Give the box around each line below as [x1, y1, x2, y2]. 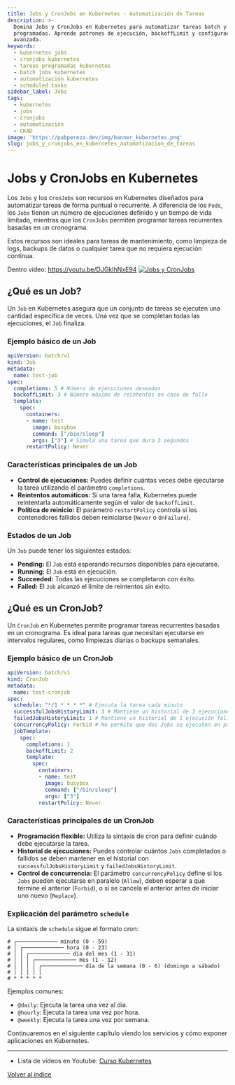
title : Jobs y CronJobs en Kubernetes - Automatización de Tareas [7, 10, 205, 17]
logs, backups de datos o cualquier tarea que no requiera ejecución [7, 244, 202, 253]
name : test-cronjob [13, 688, 71, 696]
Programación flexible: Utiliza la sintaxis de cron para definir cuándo [17, 832, 218, 840]
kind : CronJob [7, 676, 49, 683]
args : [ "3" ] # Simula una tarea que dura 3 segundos [32, 437, 190, 444]
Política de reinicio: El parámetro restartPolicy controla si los [17, 505, 197, 514]
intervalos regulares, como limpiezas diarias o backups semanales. [7, 636, 201, 644]
